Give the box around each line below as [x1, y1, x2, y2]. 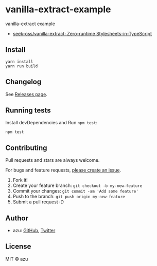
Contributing [5, 143, 47, 152]
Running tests [5, 106, 51, 115]
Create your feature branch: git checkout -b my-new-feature [12, 182, 143, 188]
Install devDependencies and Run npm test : [5, 120, 98, 126]
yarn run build [5, 63, 38, 69]
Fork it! [12, 177, 28, 183]
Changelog [5, 78, 42, 86]
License [5, 242, 31, 251]
